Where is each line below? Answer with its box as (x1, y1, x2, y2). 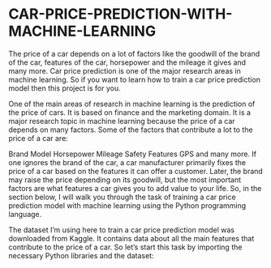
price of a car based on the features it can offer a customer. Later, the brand (8, 166, 264, 176)
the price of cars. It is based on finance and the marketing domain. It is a (8, 107, 252, 117)
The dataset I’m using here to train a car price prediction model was (8, 224, 235, 235)
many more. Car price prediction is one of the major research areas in (8, 66, 242, 75)
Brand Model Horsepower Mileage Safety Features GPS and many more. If (8, 149, 257, 159)
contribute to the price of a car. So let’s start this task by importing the (8, 242, 243, 252)
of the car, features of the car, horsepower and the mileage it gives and (8, 57, 246, 67)
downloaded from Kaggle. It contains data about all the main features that (8, 233, 255, 243)
